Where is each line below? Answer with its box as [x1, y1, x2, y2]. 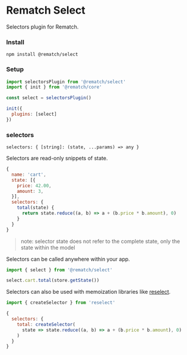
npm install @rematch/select [6, 52, 78, 58]
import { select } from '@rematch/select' [6, 267, 113, 273]
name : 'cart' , [11, 172, 46, 178]
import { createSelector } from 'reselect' [6, 300, 116, 306]
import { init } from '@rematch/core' [6, 84, 102, 90]
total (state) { [17, 205, 55, 211]
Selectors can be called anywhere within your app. [6, 255, 131, 262]
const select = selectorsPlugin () [6, 95, 92, 101]
